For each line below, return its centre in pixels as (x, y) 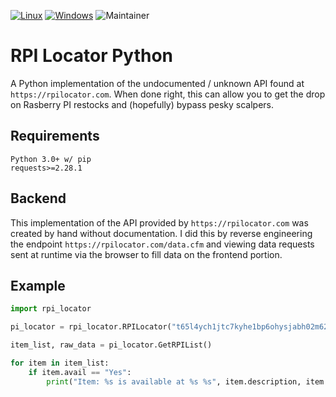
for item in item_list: (60, 363)
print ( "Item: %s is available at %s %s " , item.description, (174, 381)
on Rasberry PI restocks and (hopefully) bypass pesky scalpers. (142, 104)
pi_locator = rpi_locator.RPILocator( (91, 327)
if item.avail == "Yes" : (80, 372)
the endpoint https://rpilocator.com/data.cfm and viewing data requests (162, 244)
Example (38, 285)
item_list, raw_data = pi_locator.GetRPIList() (111, 345)
